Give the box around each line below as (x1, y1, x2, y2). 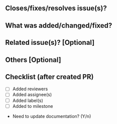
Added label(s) (12, 97, 44, 103)
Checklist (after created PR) (5, 73, 94, 81)
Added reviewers (12, 86, 48, 92)
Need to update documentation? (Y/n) (12, 113, 91, 119)
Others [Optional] (5, 55, 61, 64)
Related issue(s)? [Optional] (5, 38, 95, 47)
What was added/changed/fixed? (5, 21, 112, 30)
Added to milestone (12, 103, 53, 109)
